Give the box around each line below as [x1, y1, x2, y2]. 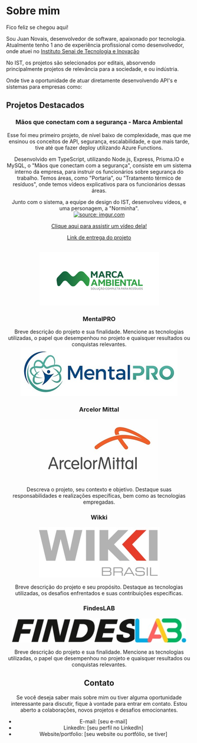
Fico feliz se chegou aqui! [6, 24, 69, 31]
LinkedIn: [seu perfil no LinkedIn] [63, 724, 143, 731]
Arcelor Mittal [78, 405, 120, 413]
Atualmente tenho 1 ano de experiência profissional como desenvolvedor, [6, 41, 185, 48]
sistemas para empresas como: [6, 83, 83, 90]
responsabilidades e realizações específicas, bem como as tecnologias [12, 492, 186, 499]
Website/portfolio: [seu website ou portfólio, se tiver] [39, 730, 168, 737]
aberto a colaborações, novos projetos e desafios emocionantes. [20, 706, 178, 713]
